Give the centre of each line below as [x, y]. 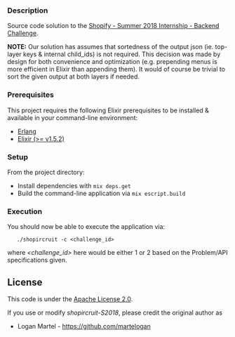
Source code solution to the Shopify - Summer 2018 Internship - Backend [113, 26]
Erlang [27, 131]
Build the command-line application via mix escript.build [101, 193]
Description [28, 11]
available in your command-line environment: [73, 117]
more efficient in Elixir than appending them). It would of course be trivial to [116, 70]
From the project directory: [46, 172]
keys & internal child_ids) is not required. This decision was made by [122, 54]
